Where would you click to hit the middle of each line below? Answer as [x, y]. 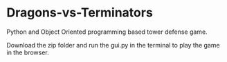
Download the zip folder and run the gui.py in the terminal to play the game [113, 45]
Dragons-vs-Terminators [80, 13]
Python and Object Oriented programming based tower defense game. [107, 32]
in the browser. [28, 52]
